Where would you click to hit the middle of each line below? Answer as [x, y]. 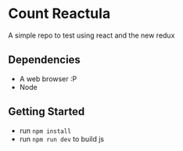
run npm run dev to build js [61, 138]
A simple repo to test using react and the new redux [91, 35]
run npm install [45, 131]
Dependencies [44, 60]
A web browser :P [48, 78]
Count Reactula [59, 14]
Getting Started [47, 111]
